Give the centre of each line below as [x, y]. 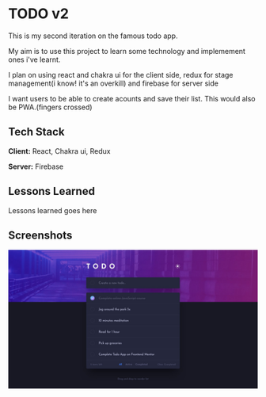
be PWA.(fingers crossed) [50, 107]
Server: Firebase [36, 166]
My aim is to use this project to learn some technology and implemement [127, 51]
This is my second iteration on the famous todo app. [93, 36]
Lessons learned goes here [53, 210]
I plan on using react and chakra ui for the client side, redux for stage [121, 74]
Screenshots [40, 235]
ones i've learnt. [34, 59]
